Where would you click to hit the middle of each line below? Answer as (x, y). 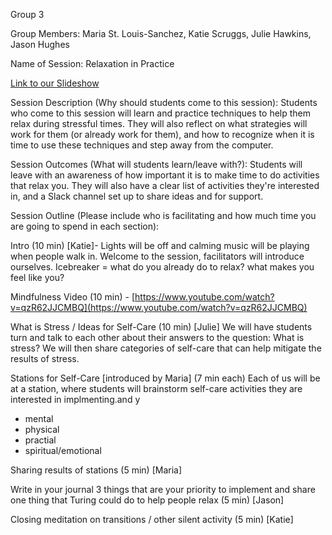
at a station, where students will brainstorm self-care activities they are (156, 388)
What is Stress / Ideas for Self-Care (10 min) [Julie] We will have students (161, 327)
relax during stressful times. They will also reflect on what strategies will (159, 123)
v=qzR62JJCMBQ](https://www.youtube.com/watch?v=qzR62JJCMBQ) (159, 307)
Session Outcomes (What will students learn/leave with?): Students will (156, 164)
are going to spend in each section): (85, 226)
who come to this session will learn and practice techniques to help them (161, 113)
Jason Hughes (40, 44)
